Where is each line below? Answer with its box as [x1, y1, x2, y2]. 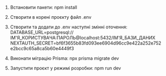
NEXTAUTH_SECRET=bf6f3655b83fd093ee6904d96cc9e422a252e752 [10, 40, 161, 46]
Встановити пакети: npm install [10, 5, 77, 10]
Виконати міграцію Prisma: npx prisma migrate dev [10, 55, 119, 61]
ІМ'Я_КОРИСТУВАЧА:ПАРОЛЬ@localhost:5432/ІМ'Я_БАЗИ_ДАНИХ [10, 35, 156, 41]
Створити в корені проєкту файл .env [10, 14, 92, 20]
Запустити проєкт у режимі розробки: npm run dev [10, 65, 121, 71]
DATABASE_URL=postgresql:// [10, 29, 74, 35]
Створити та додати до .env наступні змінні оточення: [10, 24, 128, 30]
